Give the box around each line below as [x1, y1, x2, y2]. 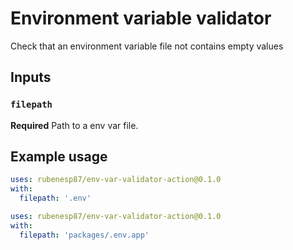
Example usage [10, 148, 108, 166]
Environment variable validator [10, 7, 272, 30]
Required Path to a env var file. [10, 119, 139, 131]
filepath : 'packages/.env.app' [19, 230, 150, 240]
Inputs [10, 69, 52, 86]
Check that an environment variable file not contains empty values [10, 40, 284, 52]
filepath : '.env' [19, 193, 92, 204]
